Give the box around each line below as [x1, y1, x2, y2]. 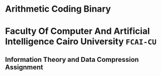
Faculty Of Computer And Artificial [5, 26, 150, 37]
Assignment [5, 63, 43, 71]
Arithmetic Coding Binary [5, 3, 111, 15]
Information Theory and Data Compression [5, 55, 139, 64]
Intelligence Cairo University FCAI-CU [5, 36, 157, 47]
